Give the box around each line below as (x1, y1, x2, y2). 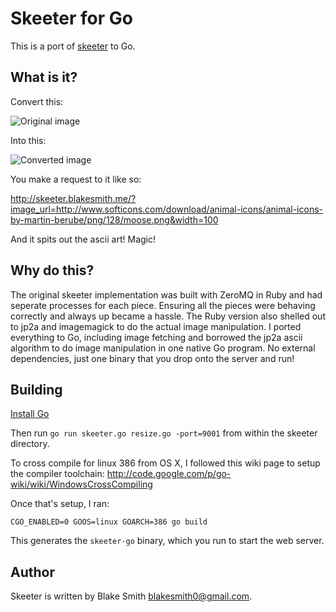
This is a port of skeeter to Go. (10, 40, 136, 52)
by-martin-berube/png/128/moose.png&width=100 (10, 213, 219, 226)
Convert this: (10, 95, 64, 107)
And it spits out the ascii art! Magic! (10, 233, 156, 245)
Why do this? (10, 262, 95, 279)
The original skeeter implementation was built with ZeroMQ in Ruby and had (10, 288, 323, 301)
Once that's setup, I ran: (10, 498, 110, 510)
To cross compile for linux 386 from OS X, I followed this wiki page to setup (10, 457, 321, 469)
